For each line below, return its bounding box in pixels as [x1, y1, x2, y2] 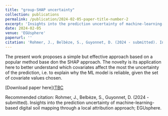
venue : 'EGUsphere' [5, 30, 46, 35]
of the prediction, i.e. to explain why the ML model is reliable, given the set [5, 69, 158, 75]
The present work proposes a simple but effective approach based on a [5, 53, 153, 59]
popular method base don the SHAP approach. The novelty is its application [5, 58, 161, 65]
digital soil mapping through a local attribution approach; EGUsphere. [19, 104, 161, 110]
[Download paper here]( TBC [5, 84, 64, 90]
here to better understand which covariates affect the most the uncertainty [5, 64, 159, 70]
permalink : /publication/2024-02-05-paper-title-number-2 [5, 16, 128, 21]
